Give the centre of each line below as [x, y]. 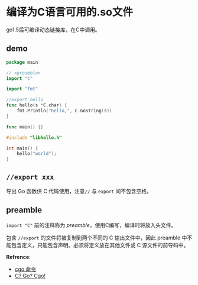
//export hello [25, 100]
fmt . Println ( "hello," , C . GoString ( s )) [64, 111]
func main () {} [25, 127]
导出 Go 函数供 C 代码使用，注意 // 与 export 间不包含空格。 [79, 191]
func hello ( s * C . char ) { [37, 105]
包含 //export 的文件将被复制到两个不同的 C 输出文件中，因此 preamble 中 [97, 238]
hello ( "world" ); [37, 154]
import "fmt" [22, 89]
